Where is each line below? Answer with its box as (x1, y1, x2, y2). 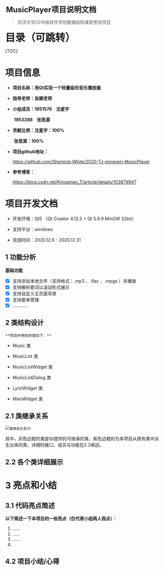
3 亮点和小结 (5, 480, 57, 491)
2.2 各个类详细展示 (5, 458, 63, 467)
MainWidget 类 (12, 396, 43, 402)
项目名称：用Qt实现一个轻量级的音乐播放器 (12, 84, 101, 91)
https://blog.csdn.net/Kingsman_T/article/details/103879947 (12, 179, 136, 185)
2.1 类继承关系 (5, 412, 48, 421)
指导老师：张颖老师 (12, 95, 52, 101)
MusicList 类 (12, 353, 38, 359)
